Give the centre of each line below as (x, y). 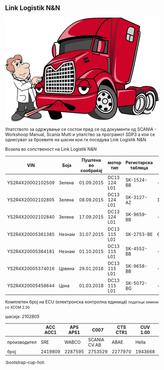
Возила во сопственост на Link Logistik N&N (51, 149)
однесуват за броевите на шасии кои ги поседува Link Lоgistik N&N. (76, 140)
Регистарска (139, 163)
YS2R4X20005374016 (31, 269)
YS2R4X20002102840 (31, 217)
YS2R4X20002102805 (31, 200)
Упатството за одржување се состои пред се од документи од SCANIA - (81, 129)
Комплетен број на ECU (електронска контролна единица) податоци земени (82, 302)
